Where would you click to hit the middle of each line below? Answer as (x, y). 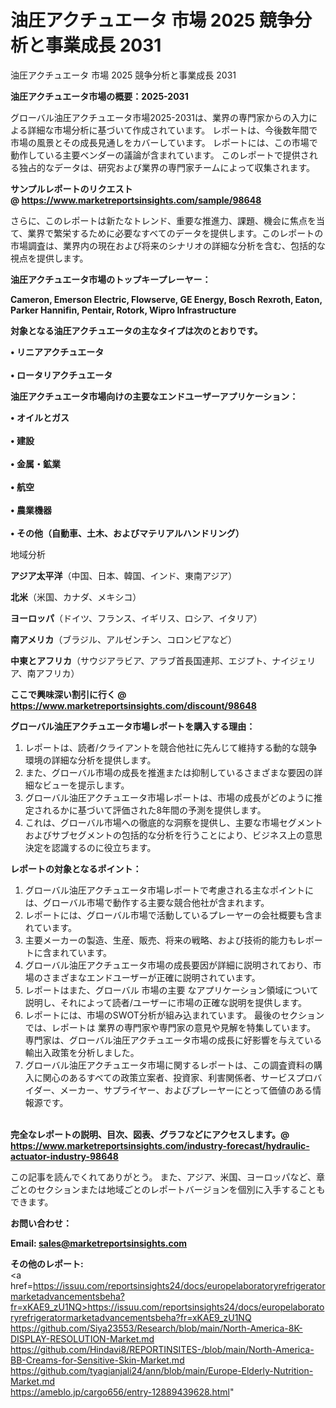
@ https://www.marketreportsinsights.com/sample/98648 (136, 200)
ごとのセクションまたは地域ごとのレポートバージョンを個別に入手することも (168, 1189)
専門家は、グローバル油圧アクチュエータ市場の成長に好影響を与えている (173, 1040)
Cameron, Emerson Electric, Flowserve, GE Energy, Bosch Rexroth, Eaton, (166, 299)
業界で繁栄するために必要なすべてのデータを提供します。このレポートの (175, 233)
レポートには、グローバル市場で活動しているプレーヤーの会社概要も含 (169, 915)
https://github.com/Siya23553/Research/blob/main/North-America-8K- (156, 1328)
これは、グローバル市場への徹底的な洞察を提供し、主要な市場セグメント (173, 822)
